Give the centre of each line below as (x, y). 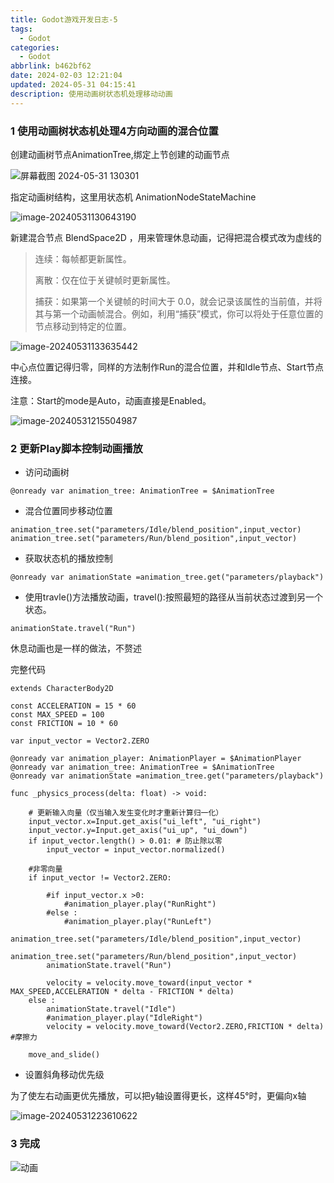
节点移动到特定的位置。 (83, 326)
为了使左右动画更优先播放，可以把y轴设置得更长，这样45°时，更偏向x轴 (158, 1096)
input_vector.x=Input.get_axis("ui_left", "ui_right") (145, 822)
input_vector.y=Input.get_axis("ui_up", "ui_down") (138, 831)
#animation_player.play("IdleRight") (124, 1018)
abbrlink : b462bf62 (51, 66)
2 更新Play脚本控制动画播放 (76, 448)
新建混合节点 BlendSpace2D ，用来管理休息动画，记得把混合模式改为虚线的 (166, 237)
